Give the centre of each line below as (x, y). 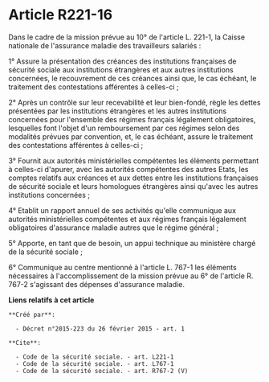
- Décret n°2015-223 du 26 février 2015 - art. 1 (100, 329)
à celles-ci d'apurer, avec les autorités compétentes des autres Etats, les (128, 169)
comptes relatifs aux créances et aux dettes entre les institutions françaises (133, 178)
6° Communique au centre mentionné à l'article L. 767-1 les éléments (122, 267)
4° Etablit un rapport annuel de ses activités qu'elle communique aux (122, 210)
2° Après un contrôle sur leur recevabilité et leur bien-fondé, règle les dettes (134, 102)
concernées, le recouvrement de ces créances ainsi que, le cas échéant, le (132, 78)
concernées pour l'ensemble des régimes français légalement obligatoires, (132, 119)
